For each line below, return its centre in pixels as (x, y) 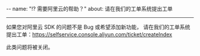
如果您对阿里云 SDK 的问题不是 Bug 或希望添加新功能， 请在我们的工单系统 (98, 27)
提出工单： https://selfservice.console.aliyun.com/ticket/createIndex (89, 34)
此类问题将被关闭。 (30, 47)
